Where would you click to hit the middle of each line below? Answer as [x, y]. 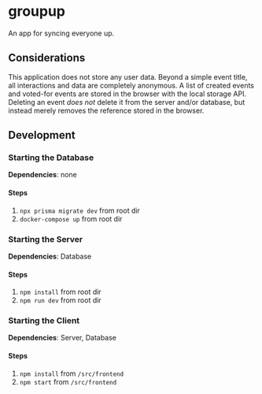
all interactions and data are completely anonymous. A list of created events [131, 85]
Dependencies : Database [50, 256]
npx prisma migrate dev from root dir [79, 210]
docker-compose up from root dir [71, 218]
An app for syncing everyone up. [61, 33]
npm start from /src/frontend [68, 381]
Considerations [47, 58]
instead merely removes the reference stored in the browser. [106, 110]
